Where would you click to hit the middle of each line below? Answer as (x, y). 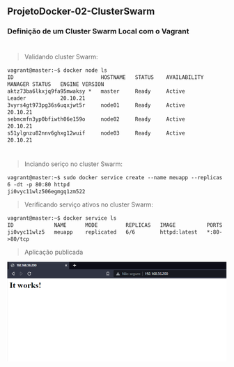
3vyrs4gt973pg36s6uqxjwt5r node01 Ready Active (96, 105)
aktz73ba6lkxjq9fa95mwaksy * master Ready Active (96, 91)
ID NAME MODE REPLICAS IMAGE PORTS (115, 225)
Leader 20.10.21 (46, 98)
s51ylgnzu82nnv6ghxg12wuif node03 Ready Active (96, 133)
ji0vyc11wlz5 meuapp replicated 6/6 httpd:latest (102, 232)
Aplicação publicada (54, 252)
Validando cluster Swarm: (61, 57)
